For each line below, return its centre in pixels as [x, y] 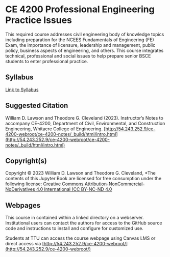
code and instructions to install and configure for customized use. [75, 229]
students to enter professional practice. [47, 61]
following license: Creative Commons [44, 184]
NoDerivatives [20, 189]
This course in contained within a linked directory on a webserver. [75, 218]
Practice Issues [39, 20]
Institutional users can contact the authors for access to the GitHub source [84, 223]
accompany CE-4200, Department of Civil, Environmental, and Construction [85, 123]
